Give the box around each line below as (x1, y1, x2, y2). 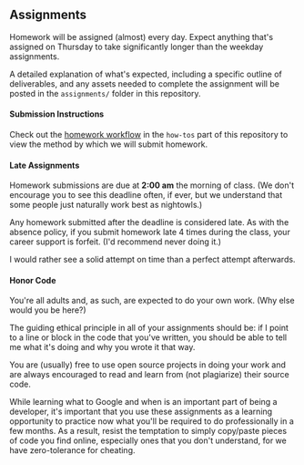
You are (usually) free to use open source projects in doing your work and (9, 359, 287, 370)
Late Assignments (9, 160, 80, 170)
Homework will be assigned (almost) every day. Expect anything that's (9, 31, 274, 42)
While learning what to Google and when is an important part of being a (9, 397, 278, 408)
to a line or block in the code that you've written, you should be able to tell (9, 332, 288, 343)
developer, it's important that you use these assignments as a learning (9, 406, 273, 418)
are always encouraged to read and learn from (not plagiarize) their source (9, 369, 289, 380)
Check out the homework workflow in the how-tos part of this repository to (9, 129, 289, 140)
